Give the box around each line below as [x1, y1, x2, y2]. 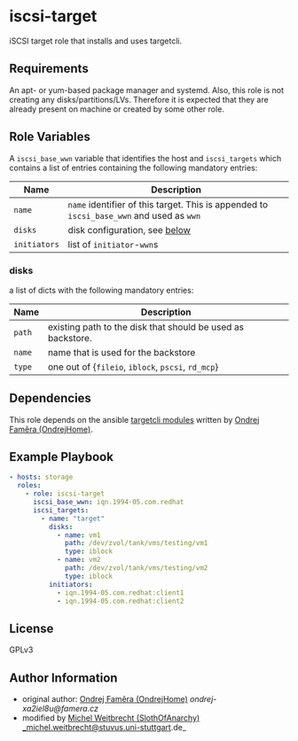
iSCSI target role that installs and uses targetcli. [9, 35, 183, 46]
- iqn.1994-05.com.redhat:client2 [56, 597, 184, 605]
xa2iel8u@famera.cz [21, 703, 99, 714]
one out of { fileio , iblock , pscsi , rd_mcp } [47, 361, 219, 373]
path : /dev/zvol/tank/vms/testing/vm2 [65, 564, 208, 573]
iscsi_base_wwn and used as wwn [67, 209, 201, 222]
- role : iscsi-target [25, 489, 105, 498]
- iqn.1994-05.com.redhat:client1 [56, 588, 184, 597]
